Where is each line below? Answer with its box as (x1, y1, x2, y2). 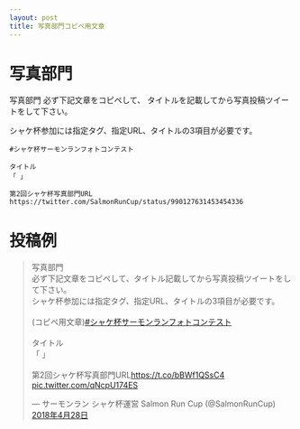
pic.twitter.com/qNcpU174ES (31, 380, 139, 391)
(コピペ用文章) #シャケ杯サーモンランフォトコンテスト (31, 317, 232, 328)
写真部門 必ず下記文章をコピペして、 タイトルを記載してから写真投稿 (9, 95, 266, 106)
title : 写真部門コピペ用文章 (9, 22, 105, 31)
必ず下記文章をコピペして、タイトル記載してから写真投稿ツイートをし (31, 273, 292, 284)
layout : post (9, 13, 59, 23)
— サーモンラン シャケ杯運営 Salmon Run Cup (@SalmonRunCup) (31, 398, 277, 409)
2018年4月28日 (31, 410, 88, 421)
